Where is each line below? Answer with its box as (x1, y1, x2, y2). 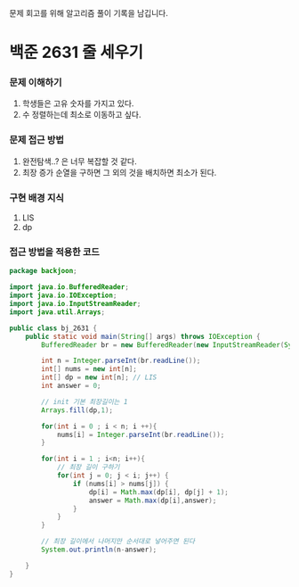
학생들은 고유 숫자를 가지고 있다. (21, 98, 134, 109)
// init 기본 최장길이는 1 (41, 397, 128, 406)
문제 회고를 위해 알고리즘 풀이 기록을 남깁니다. (9, 8, 169, 18)
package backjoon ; (9, 267, 77, 276)
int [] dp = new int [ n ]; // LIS (41, 373, 158, 382)
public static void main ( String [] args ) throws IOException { (25, 332, 261, 341)
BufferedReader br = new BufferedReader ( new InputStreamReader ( (41, 340, 285, 350)
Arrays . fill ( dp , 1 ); (41, 405, 114, 415)
